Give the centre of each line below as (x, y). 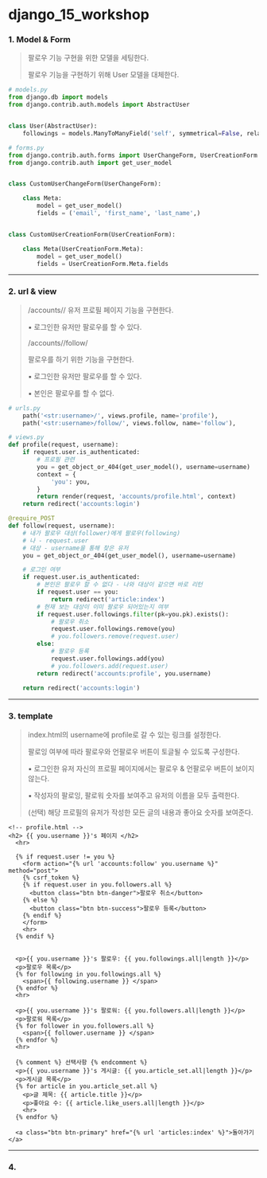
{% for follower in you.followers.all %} (85, 1026)
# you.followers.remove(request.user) (115, 636)
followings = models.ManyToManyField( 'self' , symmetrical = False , (133, 133)
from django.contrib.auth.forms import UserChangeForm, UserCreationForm (133, 155)
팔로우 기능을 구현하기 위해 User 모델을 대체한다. (103, 75)
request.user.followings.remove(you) (113, 629)
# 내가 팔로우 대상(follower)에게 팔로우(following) (102, 533)
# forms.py (26, 148)
